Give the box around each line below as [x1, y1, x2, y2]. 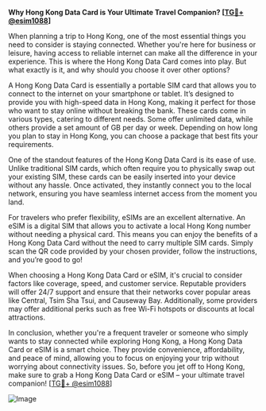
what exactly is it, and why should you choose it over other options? [8, 65, 230, 75]
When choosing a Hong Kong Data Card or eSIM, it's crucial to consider [8, 270, 243, 280]
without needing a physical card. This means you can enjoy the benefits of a [8, 230, 258, 238]
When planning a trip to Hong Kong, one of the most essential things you [8, 32, 246, 41]
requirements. [8, 140, 54, 149]
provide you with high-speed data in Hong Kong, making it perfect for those [8, 98, 256, 107]
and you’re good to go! [8, 255, 83, 264]
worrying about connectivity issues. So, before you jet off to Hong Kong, [8, 362, 245, 371]
